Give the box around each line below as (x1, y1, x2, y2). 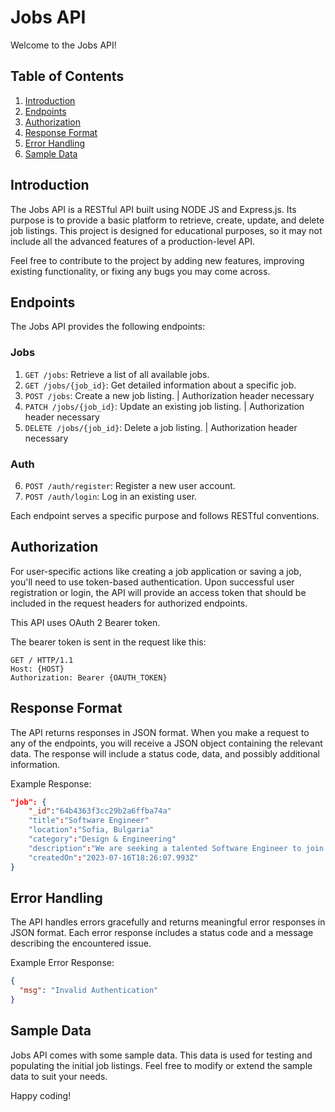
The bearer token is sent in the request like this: (10, 636, 207, 648)
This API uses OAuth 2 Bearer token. (10, 616, 161, 628)
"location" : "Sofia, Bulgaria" (28, 825, 155, 835)
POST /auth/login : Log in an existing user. (24, 490, 198, 502)
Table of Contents (10, 68, 125, 85)
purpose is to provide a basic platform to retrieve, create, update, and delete (10, 214, 325, 226)
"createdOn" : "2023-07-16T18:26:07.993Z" (28, 852, 199, 863)
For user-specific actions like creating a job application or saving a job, (10, 565, 302, 577)
